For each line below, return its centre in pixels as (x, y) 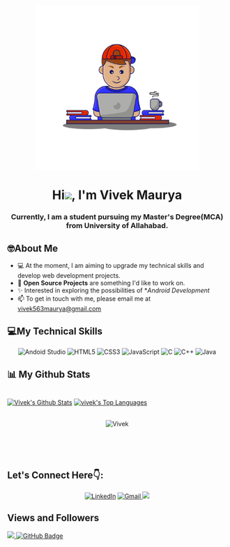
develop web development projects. (69, 275)
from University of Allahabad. (117, 226)
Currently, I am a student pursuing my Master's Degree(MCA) (117, 217)
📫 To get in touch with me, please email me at (84, 299)
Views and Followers (53, 518)
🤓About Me (33, 248)
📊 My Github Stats (49, 375)
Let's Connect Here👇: (55, 475)
